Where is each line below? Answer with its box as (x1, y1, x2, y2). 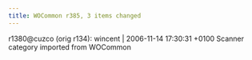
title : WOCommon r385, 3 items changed (8, 11, 142, 20)
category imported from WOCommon (8, 42, 132, 52)
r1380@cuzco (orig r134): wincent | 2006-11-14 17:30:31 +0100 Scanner (8, 34, 244, 43)
